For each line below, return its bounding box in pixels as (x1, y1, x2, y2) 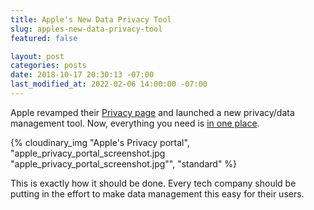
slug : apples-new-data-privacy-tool (10, 24, 163, 34)
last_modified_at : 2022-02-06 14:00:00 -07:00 (10, 79, 208, 90)
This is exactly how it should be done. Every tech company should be (10, 177, 297, 189)
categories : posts (10, 61, 87, 71)
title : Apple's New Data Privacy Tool (10, 14, 172, 25)
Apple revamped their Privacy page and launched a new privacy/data (10, 106, 295, 118)
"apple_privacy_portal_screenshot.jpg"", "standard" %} (10, 157, 238, 170)
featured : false (10, 33, 78, 43)
